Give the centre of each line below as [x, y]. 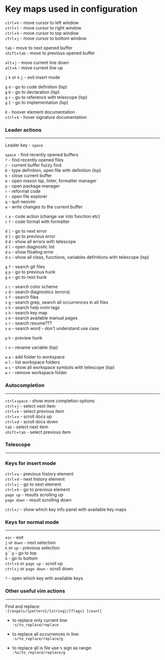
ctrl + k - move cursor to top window [42, 33]
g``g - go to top [21, 553]
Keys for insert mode [31, 463]
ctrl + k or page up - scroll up [34, 564]
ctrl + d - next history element [35, 479]
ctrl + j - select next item [30, 406]
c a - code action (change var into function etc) [53, 217]
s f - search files [22, 297]
